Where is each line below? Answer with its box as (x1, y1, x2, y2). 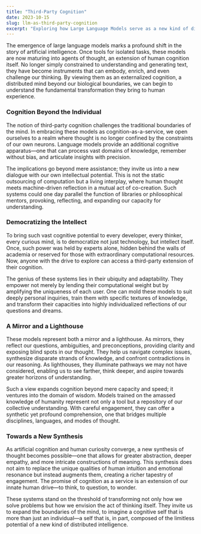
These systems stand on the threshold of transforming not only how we (6, 496, 182, 503)
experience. (6, 93, 36, 100)
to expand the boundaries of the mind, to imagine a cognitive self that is (6, 508, 184, 515)
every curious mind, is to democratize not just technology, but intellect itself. (6, 238, 194, 245)
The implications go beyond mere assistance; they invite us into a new (6, 165, 179, 172)
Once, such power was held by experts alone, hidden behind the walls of (6, 244, 186, 252)
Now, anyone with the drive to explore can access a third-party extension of (6, 257, 194, 264)
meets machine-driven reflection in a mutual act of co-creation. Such (6, 184, 176, 191)
